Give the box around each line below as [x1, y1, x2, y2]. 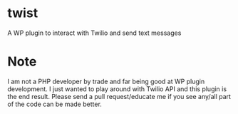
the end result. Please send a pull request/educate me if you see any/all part [7, 92, 232, 100]
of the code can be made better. [7, 100, 102, 108]
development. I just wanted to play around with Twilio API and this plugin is [7, 84, 227, 93]
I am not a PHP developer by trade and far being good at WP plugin [7, 77, 205, 85]
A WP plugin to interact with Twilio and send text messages [7, 28, 182, 37]
